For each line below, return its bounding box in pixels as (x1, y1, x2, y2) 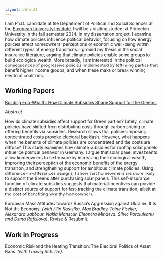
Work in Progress (5, 230, 59, 238)
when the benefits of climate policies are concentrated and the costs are (5, 139, 151, 145)
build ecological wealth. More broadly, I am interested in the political (5, 57, 142, 63)
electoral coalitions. (5, 72, 45, 78)
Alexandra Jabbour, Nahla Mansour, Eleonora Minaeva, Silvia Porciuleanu (5, 211, 154, 217)
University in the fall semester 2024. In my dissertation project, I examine (5, 31, 152, 37)
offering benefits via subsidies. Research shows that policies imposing (5, 129, 146, 135)
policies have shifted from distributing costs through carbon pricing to (5, 124, 145, 129)
